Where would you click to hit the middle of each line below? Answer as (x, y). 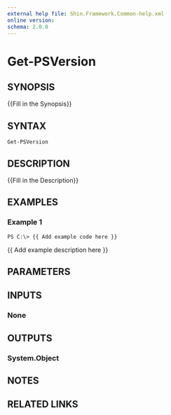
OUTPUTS (30, 338)
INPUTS (25, 296)
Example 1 (25, 223)
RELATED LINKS (43, 404)
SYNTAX (27, 126)
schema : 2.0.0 (28, 27)
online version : (31, 20)
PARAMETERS (39, 272)
